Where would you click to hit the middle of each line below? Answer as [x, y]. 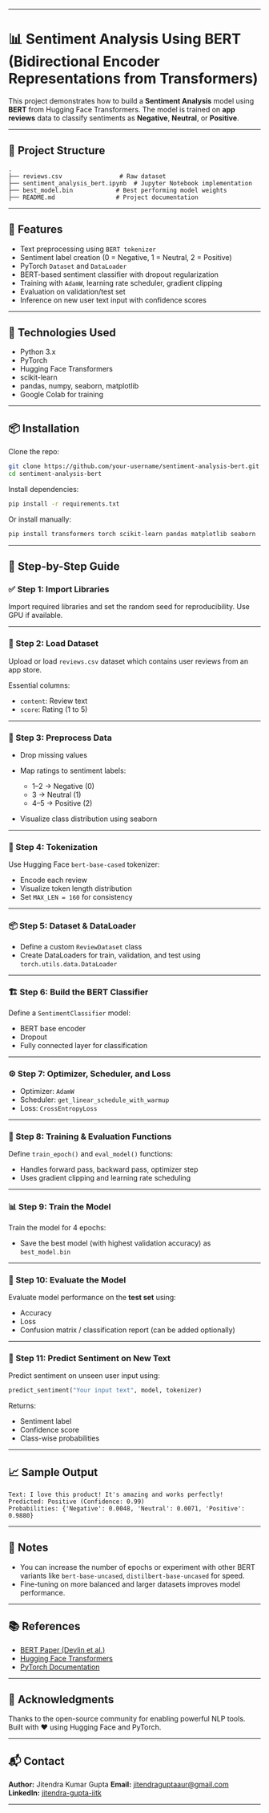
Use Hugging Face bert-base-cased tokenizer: [84, 864]
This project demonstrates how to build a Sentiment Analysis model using [131, 100]
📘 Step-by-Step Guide [64, 567]
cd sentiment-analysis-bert [55, 474]
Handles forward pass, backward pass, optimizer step [109, 1169]
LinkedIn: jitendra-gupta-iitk [55, 1793]
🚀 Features [36, 230]
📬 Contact [36, 1761]
